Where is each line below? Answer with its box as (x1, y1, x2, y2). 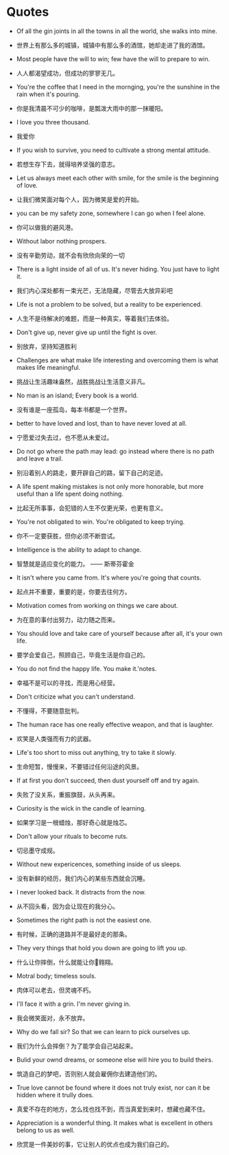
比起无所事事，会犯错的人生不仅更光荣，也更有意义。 (16, 503, 167, 512)
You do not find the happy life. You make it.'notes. (16, 664, 157, 672)
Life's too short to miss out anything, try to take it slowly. (16, 748, 176, 756)
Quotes (6, 4, 49, 20)
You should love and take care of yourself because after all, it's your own (16, 629, 223, 637)
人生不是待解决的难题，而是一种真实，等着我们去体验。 (16, 314, 173, 322)
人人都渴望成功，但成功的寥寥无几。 (16, 69, 119, 77)
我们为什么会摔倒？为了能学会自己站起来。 (16, 1042, 137, 1050)
